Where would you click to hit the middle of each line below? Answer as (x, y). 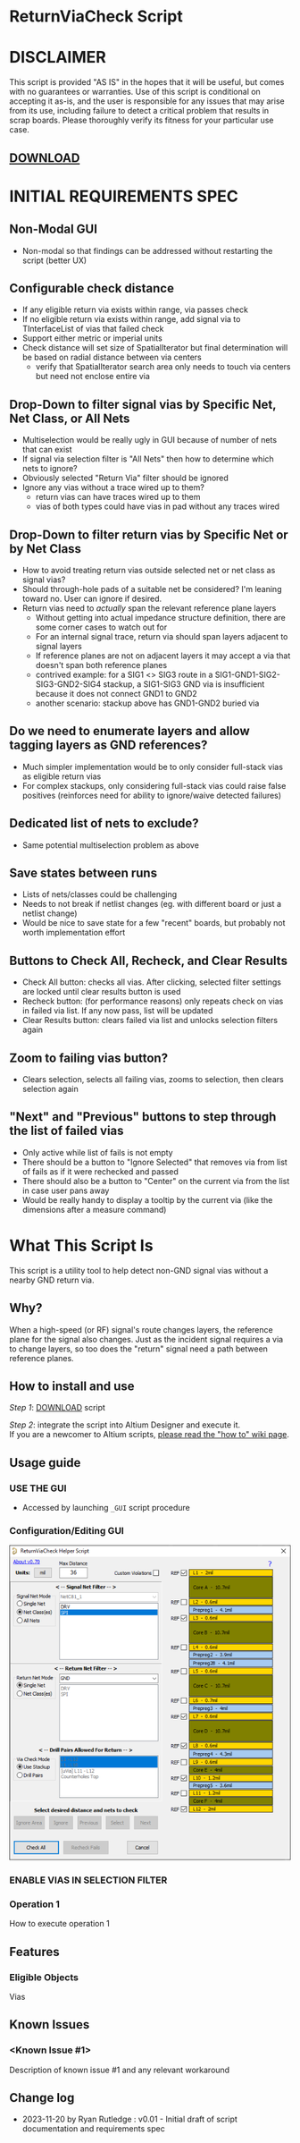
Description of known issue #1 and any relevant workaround (120, 2070)
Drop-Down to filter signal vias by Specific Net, (143, 404)
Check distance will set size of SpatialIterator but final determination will (155, 348)
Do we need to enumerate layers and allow (129, 731)
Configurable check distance (92, 288)
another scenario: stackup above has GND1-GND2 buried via (147, 703)
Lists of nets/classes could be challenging (100, 894)
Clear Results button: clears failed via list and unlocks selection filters (150, 1021)
